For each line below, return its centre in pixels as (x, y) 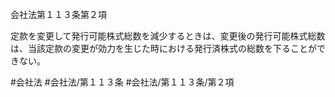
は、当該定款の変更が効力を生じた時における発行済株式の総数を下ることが (163, 48)
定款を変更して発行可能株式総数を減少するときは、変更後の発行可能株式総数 (168, 36)
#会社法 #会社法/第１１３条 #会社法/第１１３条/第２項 (122, 82)
